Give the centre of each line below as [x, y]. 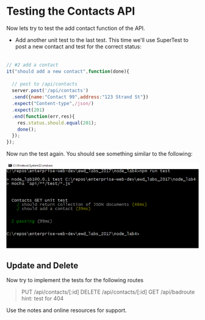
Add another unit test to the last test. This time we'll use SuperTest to [102, 40]
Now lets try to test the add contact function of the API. [76, 28]
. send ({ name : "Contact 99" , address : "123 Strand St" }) [80, 97]
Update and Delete [42, 265]
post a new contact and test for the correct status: [78, 46]
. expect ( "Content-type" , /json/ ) [53, 104]
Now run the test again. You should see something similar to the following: [99, 154]
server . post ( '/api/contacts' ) [50, 91]
